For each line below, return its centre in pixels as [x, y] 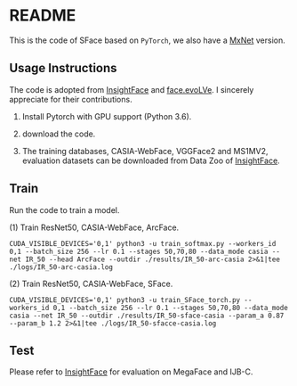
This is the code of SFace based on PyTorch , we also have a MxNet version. [148, 40]
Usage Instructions [63, 68]
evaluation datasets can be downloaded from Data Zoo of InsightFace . [151, 160]
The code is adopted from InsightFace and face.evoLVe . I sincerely [132, 89]
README [43, 16]
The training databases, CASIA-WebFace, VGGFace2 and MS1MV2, [145, 151]
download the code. [59, 134]
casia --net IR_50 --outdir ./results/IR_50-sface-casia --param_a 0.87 [147, 316]
